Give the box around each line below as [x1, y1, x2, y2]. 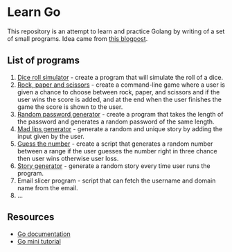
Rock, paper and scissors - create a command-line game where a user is [17, 81, 225, 89]
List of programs [7, 55, 80, 67]
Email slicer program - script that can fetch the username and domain [17, 176, 216, 185]
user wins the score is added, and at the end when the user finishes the [17, 95, 222, 103]
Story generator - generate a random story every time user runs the [17, 161, 211, 170]
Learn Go [7, 4, 61, 20]
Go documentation [17, 230, 71, 238]
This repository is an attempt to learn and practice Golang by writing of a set [7, 27, 225, 35]
